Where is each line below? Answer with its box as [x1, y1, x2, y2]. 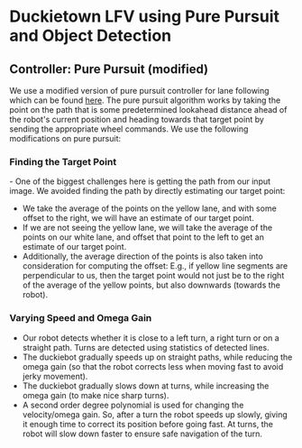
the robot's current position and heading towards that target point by [9, 114, 264, 124]
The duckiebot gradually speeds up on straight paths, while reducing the [22, 352, 293, 362]
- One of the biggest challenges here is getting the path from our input [9, 176, 271, 187]
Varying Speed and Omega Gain [9, 312, 152, 325]
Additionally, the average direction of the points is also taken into [22, 251, 263, 262]
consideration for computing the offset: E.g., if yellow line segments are [22, 261, 288, 271]
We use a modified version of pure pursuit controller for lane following [9, 86, 270, 96]
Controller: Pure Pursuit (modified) [9, 61, 209, 77]
